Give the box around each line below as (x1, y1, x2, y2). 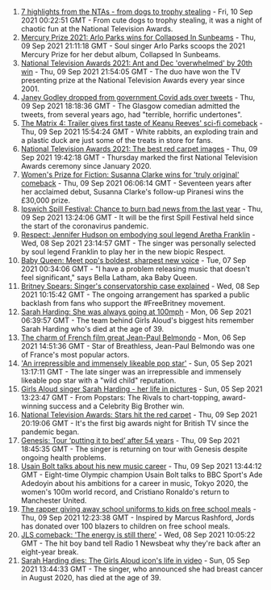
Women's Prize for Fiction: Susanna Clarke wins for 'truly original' (20, 169, 240, 179)
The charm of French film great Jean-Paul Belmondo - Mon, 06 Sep (20, 333, 247, 342)
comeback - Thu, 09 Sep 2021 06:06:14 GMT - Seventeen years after (20, 178, 252, 188)
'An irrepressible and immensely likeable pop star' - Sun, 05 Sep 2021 (20, 358, 253, 368)
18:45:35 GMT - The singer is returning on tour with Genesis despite (20, 444, 248, 454)
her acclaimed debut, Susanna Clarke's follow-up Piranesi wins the (20, 187, 244, 196)
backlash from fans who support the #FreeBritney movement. (20, 299, 226, 308)
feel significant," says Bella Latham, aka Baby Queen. (20, 273, 198, 282)
